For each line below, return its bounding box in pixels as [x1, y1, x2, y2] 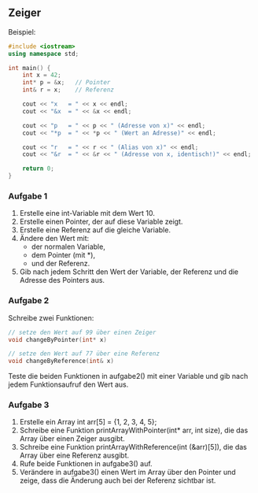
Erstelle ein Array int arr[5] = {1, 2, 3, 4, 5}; [19, 417, 157, 427]
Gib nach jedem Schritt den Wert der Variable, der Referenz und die [19, 267, 239, 276]
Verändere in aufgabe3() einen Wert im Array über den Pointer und [19, 468, 236, 477]
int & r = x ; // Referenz [22, 86, 114, 94]
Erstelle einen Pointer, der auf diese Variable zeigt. [19, 217, 183, 227]
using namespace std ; [8, 50, 79, 57]
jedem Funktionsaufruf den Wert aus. [8, 380, 129, 389]
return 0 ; [22, 165, 55, 172]
